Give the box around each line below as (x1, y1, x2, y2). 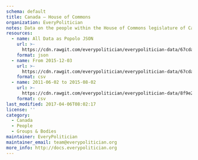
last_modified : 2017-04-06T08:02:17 (6, 101, 96, 107)
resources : (6, 30, 33, 36)
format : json (16, 52, 49, 58)
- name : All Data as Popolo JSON (11, 36, 94, 42)
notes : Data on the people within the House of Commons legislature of (6, 25, 186, 31)
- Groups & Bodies (11, 128, 57, 135)
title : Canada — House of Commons (6, 14, 91, 20)
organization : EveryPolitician (6, 19, 83, 25)
